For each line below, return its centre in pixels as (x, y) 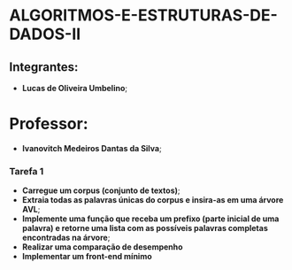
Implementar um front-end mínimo (87, 257)
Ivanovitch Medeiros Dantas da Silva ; (92, 148)
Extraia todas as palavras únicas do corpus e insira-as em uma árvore (153, 200)
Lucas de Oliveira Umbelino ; (75, 88)
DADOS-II (45, 34)
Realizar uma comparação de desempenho (102, 247)
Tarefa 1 (27, 171)
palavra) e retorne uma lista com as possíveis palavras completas (145, 228)
